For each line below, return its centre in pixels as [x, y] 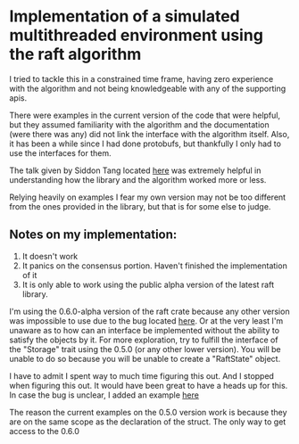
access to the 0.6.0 [45, 431]
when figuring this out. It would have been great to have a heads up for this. [149, 385]
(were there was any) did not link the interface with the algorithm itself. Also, [149, 134]
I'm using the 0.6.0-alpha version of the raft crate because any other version [149, 311]
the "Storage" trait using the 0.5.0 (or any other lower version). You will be [145, 349]
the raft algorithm [75, 54]
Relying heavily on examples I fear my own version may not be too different [148, 197]
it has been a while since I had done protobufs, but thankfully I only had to [145, 144]
